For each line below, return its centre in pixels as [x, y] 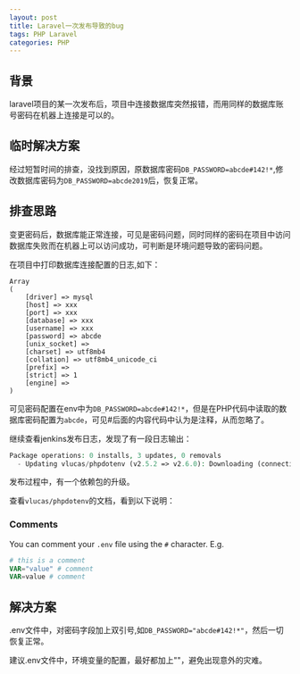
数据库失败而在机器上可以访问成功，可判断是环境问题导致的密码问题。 [138, 245]
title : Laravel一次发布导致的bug [67, 26]
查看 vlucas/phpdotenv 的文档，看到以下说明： [92, 501]
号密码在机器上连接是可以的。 [64, 115]
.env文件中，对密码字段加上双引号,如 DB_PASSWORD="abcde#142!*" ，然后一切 [146, 630]
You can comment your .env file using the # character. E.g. [117, 544]
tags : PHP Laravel [43, 34]
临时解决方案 [45, 146]
